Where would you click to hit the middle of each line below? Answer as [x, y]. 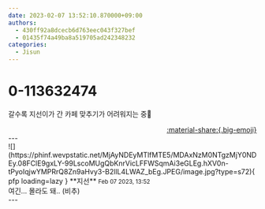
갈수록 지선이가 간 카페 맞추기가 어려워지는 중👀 [80, 114]
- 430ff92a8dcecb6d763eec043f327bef [75, 30]
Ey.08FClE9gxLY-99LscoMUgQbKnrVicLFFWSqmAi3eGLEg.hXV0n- [118, 163]
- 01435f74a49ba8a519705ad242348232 [75, 37]
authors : [22, 23]
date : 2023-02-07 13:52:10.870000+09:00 [76, 15]
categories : [28, 45]
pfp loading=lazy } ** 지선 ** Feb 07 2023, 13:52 [79, 181]
